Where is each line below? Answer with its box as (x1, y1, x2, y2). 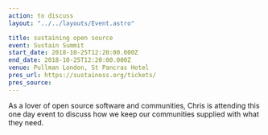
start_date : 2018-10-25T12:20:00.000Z (8, 49, 138, 57)
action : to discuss (8, 11, 74, 20)
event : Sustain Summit (8, 41, 85, 49)
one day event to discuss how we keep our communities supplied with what (8, 109, 259, 119)
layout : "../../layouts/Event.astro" (8, 19, 135, 27)
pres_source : (8, 78, 52, 87)
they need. (8, 117, 44, 127)
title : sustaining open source (8, 34, 113, 42)
